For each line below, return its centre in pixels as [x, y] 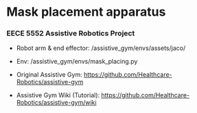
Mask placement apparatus [86, 12]
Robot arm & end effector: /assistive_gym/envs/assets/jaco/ [101, 48]
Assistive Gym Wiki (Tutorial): [58, 95]
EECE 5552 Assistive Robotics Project [71, 34]
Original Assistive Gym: [49, 75]
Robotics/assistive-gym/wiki [56, 103]
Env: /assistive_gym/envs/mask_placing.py [77, 62]
